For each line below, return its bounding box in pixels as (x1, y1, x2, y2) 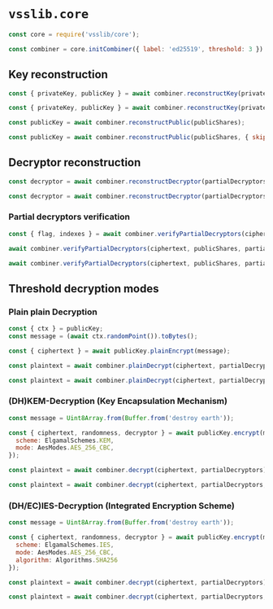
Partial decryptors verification (8, 211, 130, 222)
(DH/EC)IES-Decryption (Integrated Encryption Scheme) (8, 500, 236, 511)
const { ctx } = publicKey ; (8, 325, 104, 333)
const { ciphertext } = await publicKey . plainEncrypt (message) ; (8, 347, 231, 355)
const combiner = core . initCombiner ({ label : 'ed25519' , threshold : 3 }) (8, 45, 264, 53)
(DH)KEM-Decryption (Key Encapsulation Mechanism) (8, 396, 227, 407)
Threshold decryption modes (8, 282, 159, 296)
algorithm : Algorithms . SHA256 (15, 556, 118, 564)
